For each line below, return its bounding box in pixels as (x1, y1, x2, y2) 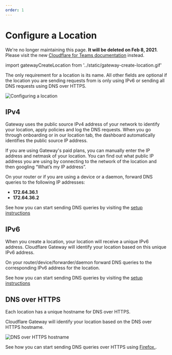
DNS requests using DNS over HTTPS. (5, 83, 86, 89)
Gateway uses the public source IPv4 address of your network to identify (5, 121, 160, 127)
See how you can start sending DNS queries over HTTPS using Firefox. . (5, 344, 157, 350)
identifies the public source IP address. (5, 137, 88, 144)
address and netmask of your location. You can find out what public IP (5, 153, 154, 159)
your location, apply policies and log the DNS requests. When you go (5, 127, 151, 133)
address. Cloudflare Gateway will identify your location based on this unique (5, 244, 167, 250)
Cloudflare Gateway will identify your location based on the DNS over (5, 319, 152, 325)
